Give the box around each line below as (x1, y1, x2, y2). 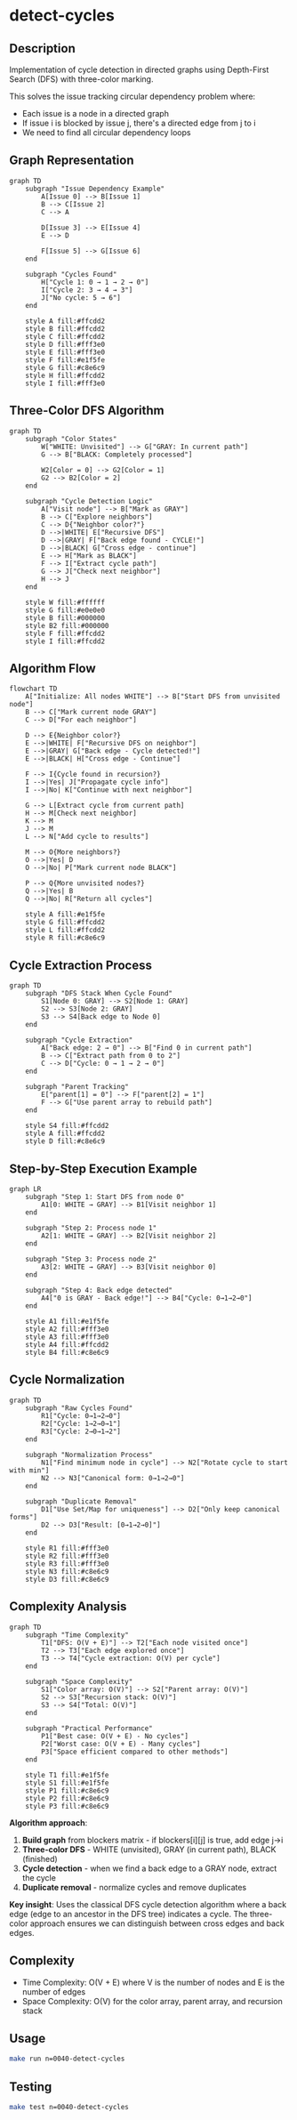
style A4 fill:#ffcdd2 (25, 1341, 109, 1350)
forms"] (9, 1512, 38, 1521)
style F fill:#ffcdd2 (25, 629, 105, 638)
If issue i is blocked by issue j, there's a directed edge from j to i (21, 117, 256, 128)
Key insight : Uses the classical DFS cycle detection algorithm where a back (9, 1898, 287, 1909)
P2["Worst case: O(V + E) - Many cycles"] (41, 1739, 201, 1748)
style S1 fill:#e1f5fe (25, 1778, 109, 1787)
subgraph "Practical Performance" (25, 1723, 153, 1733)
